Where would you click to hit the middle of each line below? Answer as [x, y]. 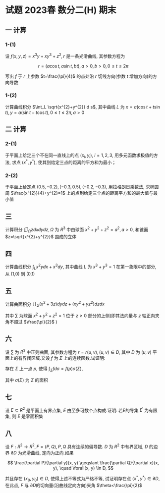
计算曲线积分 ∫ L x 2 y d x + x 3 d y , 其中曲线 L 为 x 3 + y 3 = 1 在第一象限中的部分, [81, 267]
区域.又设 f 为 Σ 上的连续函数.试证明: [68, 358]
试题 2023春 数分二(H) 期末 [61, 10]
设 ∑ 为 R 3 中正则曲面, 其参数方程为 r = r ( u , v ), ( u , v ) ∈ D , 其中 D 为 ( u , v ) [79, 351]
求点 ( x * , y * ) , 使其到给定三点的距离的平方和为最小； [64, 162]
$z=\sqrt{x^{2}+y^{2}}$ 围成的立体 [41, 236]
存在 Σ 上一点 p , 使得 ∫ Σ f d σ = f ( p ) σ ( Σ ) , [44, 369]
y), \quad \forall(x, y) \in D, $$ [83, 468]
